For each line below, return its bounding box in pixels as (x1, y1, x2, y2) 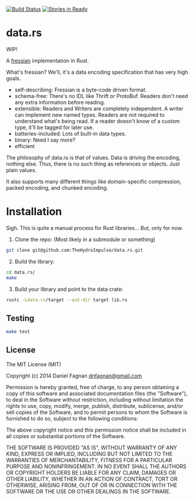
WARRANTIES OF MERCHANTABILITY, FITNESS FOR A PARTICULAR (6, 456, 172, 463)
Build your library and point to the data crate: (14, 285, 123, 292)
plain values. (6, 166, 37, 173)
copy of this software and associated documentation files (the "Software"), (6, 390, 188, 397)
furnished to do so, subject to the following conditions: (6, 415, 138, 422)
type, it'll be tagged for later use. (14, 124, 94, 131)
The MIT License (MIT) (6, 360, 62, 368)
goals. (6, 74, 21, 82)
